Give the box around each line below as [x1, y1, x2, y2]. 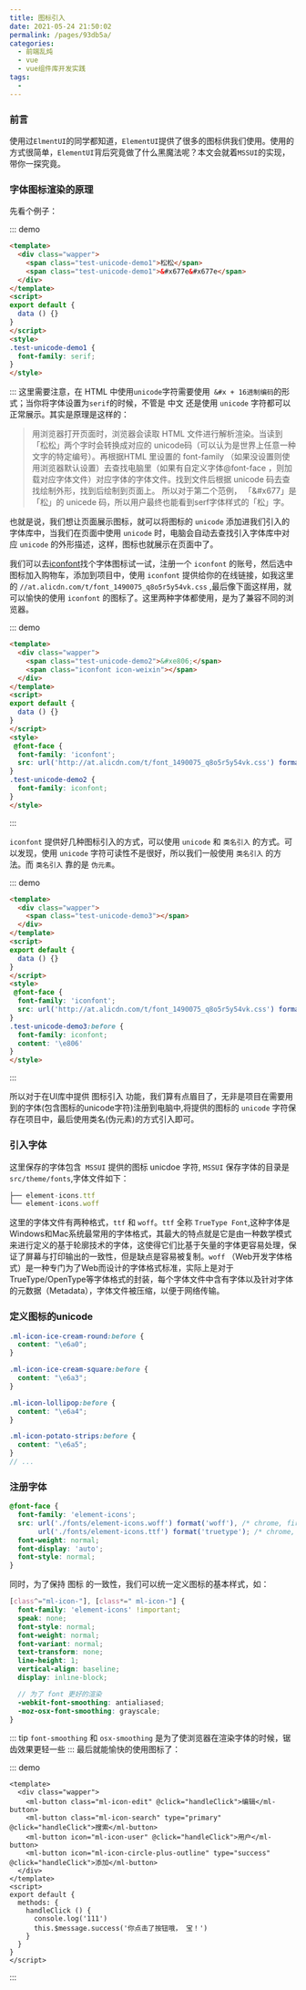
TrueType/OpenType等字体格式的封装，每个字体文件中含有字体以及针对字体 [9, 1273, 294, 1285]
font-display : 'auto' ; [17, 1544, 104, 1553]
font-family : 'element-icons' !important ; [17, 1605, 181, 1614]
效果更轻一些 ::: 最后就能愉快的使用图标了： [16, 1744, 180, 1755]
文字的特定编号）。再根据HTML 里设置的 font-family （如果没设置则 [31, 451, 282, 462]
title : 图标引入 [9, 13, 66, 23]
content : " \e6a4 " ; [17, 1407, 88, 1416]
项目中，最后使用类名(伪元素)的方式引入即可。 [25, 1114, 199, 1125]
